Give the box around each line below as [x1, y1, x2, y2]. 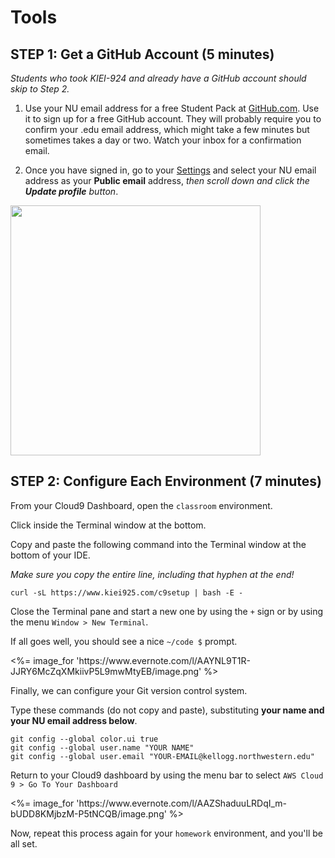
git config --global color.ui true [10, 734, 159, 744]
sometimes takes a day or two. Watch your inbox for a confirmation [24, 134, 302, 146]
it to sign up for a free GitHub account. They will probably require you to [24, 113, 322, 125]
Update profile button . [24, 186, 119, 197]
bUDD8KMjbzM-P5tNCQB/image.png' [10, 807, 167, 820]
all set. [10, 837, 38, 850]
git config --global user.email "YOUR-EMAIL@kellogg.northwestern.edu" [10, 751, 315, 761]
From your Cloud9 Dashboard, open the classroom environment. [10, 499, 273, 511]
